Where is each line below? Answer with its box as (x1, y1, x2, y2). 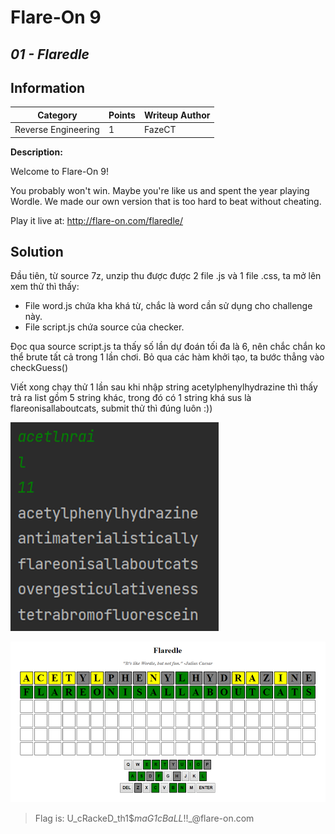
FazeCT (143, 124, 177, 136)
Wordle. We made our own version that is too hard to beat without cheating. (10, 195, 322, 207)
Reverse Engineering (14, 124, 100, 136)
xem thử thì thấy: (10, 281, 80, 293)
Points (108, 109, 136, 121)
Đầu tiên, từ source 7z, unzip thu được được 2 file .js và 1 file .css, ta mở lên (10, 270, 322, 282)
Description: (10, 146, 63, 158)
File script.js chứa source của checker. (24, 321, 185, 333)
